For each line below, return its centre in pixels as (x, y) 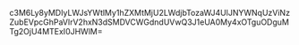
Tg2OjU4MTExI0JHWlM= (56, 31)
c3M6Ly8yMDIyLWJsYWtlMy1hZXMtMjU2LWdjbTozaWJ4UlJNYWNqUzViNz (150, 13)
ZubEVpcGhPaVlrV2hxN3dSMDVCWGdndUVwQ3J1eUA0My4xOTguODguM (149, 22)
